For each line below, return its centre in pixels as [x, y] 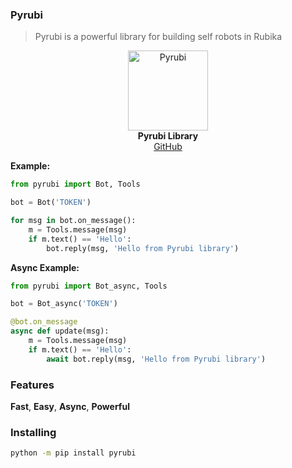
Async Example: [45, 267]
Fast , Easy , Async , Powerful [70, 406]
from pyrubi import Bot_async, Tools [89, 286]
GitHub [168, 147]
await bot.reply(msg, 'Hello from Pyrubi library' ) [156, 359]
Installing [33, 432]
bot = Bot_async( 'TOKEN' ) [64, 304]
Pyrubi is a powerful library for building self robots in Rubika [158, 37]
